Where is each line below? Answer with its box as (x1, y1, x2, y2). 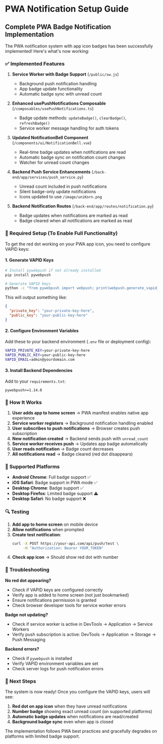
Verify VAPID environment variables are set (12, 661, 98, 666)
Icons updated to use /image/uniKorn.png (19, 194, 102, 200)
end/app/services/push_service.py (12, 175, 82, 180)
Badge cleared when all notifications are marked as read (19, 218, 132, 224)
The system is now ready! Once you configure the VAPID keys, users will (5, 689, 150, 695)
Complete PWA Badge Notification (5, 23, 112, 31)
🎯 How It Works (5, 399, 42, 405)
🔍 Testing (5, 508, 30, 515)
